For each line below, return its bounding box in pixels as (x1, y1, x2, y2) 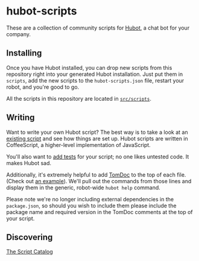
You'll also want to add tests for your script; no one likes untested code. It (6, 153, 189, 160)
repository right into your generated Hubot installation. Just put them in (6, 71, 183, 78)
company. (6, 30, 31, 37)
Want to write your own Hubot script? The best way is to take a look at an (6, 128, 188, 136)
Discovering (6, 232, 53, 242)
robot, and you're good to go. (6, 83, 80, 90)
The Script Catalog (6, 248, 53, 256)
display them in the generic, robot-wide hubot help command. (6, 184, 161, 191)
